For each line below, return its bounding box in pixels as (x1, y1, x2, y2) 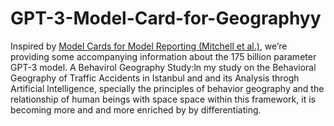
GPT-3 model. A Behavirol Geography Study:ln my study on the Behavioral (10, 61, 317, 73)
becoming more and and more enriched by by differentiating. (10, 103, 262, 116)
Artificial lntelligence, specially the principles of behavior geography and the (10, 82, 325, 94)
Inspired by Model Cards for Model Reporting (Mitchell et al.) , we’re (10, 40, 288, 52)
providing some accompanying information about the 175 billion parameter (10, 50, 317, 62)
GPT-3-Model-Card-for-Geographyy (10, 7, 322, 30)
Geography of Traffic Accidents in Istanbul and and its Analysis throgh (10, 72, 300, 84)
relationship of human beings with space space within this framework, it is (10, 93, 316, 105)
